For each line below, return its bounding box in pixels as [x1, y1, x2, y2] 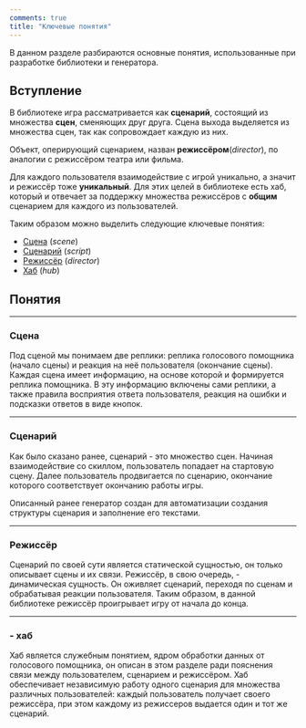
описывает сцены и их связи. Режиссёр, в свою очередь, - [9, 569, 240, 580]
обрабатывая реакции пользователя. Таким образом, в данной [9, 588, 257, 599]
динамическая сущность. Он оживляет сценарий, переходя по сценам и [9, 578, 293, 589]
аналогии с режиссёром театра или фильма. [9, 154, 184, 165]
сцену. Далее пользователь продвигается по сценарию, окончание [9, 470, 273, 481]
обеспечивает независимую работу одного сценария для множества [9, 679, 280, 690]
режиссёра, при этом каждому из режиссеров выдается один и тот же [9, 699, 289, 710]
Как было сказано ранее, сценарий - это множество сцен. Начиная [9, 451, 273, 462]
